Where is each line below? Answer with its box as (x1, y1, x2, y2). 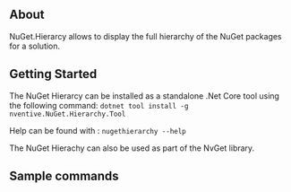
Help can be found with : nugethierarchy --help (9, 125, 186, 135)
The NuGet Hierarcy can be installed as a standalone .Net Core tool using (9, 90, 280, 101)
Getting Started (9, 66, 98, 82)
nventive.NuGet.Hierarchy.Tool (9, 109, 126, 118)
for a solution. (9, 40, 61, 51)
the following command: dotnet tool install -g (9, 100, 189, 110)
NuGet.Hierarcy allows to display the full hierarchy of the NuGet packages (9, 31, 282, 41)
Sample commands (9, 169, 119, 184)
